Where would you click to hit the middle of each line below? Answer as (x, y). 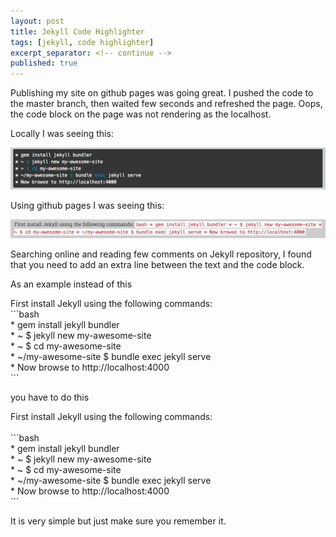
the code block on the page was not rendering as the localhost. (141, 114)
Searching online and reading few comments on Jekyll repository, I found (161, 254)
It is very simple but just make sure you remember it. (118, 521)
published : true (44, 63)
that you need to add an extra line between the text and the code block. (157, 264)
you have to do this (50, 397)
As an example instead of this (71, 284)
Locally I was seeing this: (62, 134)
